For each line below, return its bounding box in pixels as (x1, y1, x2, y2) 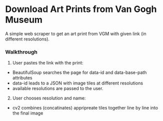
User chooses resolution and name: (12, 95, 86, 101)
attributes (12, 75, 32, 81)
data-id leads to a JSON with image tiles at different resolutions (12, 80, 143, 86)
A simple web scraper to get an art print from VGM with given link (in (5, 30, 146, 36)
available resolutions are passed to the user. (12, 85, 103, 91)
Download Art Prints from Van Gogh (5, 3, 157, 15)
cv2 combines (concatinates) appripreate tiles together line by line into (12, 105, 158, 111)
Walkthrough (5, 48, 37, 55)
